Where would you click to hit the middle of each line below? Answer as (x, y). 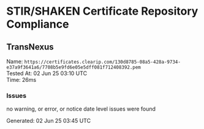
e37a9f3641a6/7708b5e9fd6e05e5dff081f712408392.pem (74, 67)
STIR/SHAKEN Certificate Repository (102, 11)
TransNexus (30, 47)
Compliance (38, 24)
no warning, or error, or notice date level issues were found (81, 109)
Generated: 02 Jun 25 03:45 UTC (48, 121)
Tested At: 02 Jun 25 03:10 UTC (47, 73)
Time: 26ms (21, 80)
